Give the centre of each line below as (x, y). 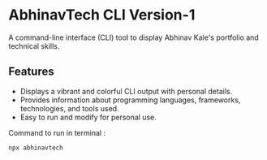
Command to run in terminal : (57, 132)
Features (31, 72)
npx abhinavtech (36, 148)
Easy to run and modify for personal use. (88, 117)
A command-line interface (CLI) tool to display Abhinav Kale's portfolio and (134, 37)
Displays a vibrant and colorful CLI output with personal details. (126, 91)
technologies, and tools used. (69, 108)
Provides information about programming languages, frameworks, (130, 100)
